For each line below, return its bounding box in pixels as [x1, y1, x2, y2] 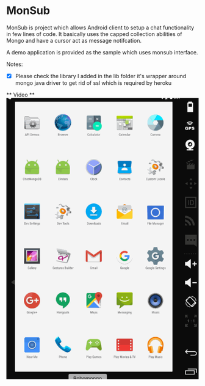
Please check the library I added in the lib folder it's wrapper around [15, 72, 187, 79]
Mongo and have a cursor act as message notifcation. [6, 37, 142, 44]
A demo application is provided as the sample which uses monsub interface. [6, 48, 198, 56]
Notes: [6, 60, 23, 68]
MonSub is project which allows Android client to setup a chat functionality [6, 24, 195, 31]
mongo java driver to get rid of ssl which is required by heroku [15, 79, 172, 86]
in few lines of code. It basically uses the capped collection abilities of [6, 30, 182, 37]
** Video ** [6, 91, 35, 98]
